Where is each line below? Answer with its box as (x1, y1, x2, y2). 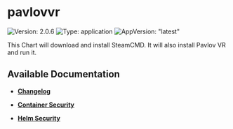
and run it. (7, 48, 37, 56)
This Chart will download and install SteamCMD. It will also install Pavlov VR (7, 40, 226, 49)
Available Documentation (7, 68, 121, 80)
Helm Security (17, 114, 61, 122)
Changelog (17, 86, 51, 95)
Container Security (17, 100, 75, 109)
